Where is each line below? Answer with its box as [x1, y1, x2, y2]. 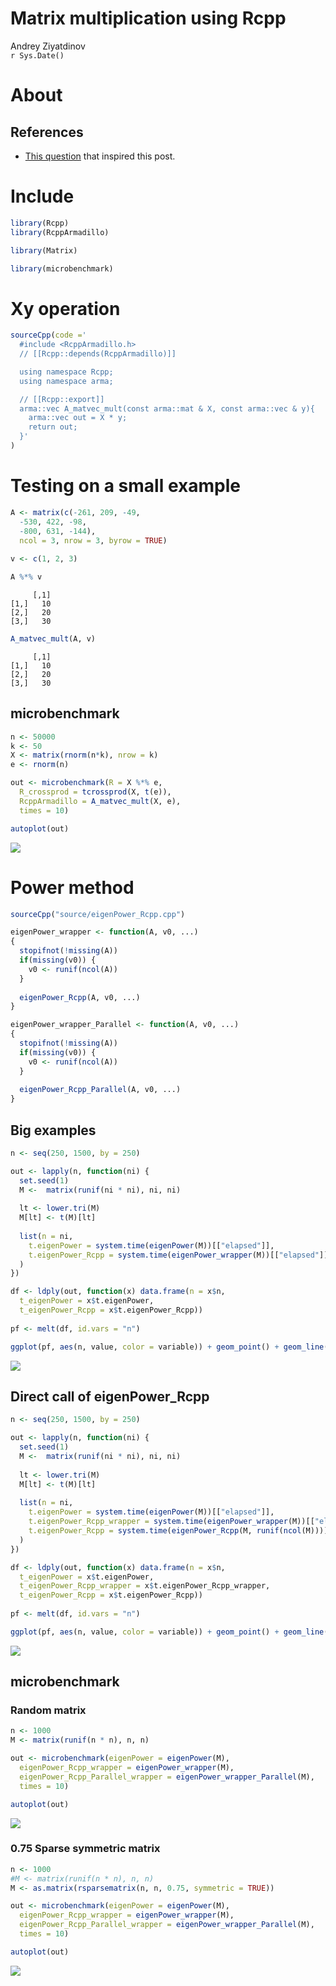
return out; [28, 422, 78, 432]
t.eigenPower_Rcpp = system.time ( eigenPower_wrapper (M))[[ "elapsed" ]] [28, 1250, 329, 1260]
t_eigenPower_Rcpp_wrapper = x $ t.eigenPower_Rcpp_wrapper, [19, 1581, 271, 1591]
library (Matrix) [10, 245, 78, 256]
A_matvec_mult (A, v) [10, 634, 97, 644]
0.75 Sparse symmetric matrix [10, 1842, 161, 1856]
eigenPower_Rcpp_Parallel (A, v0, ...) [19, 1085, 182, 1095]
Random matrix [10, 1703, 87, 1717]
